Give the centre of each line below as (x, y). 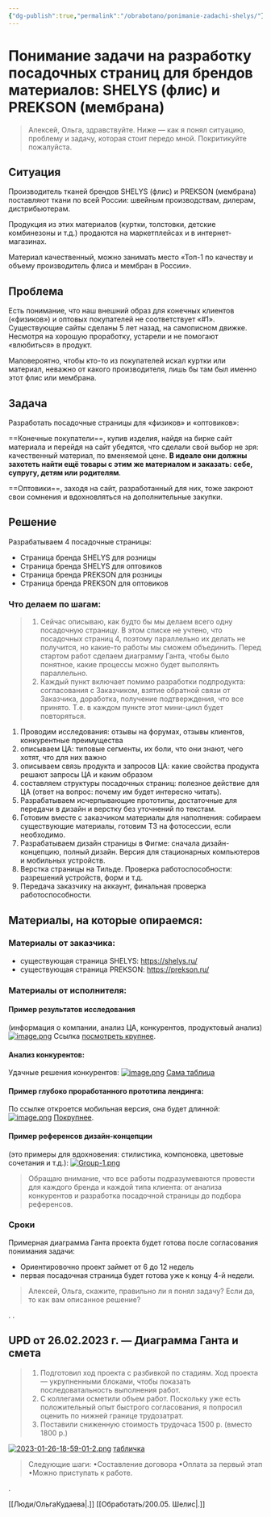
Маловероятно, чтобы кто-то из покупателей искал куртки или (117, 361)
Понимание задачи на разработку (130, 55)
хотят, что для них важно (63, 758)
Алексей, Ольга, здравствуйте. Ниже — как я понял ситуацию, (137, 129)
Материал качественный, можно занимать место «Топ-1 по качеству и (131, 257)
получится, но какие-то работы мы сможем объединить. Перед (151, 648)
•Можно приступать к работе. (80, 1473)
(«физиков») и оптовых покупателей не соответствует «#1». (112, 319)
